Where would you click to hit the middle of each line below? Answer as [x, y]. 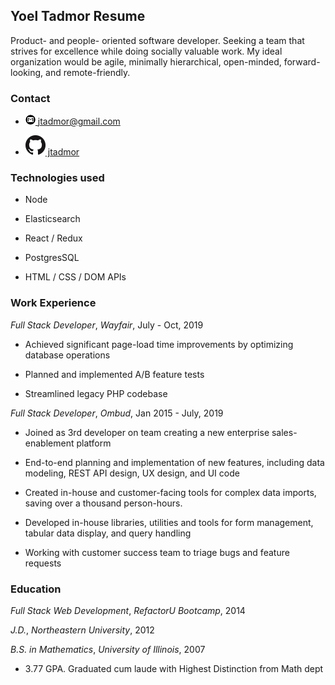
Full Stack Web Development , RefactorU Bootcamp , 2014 [128, 610]
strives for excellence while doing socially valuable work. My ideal [146, 51]
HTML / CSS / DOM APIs [75, 277]
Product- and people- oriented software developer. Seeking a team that [157, 40]
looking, [27, 72]
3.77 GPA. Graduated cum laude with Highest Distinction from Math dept [174, 668]
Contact [30, 98]
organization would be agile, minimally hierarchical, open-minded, [146, 61]
